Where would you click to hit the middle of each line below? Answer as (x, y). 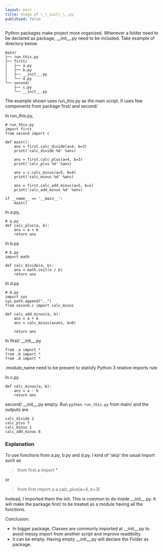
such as (13, 460)
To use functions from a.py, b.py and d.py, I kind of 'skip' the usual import (80, 455)
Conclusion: (17, 519)
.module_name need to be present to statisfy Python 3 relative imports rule (81, 368)
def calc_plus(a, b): (27, 226)
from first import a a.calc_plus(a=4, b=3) (59, 489)
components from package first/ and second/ (51, 106)
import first (19, 129)
